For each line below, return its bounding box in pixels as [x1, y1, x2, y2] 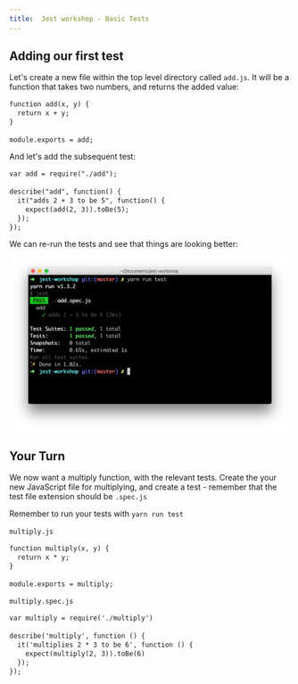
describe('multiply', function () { [9, 631, 145, 641]
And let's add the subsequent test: [9, 152, 137, 162]
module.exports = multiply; [9, 580, 114, 589]
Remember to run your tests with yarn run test [9, 508, 185, 519]
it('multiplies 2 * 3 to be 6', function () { [17, 640, 194, 650]
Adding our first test [9, 49, 124, 64]
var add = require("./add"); [9, 169, 118, 178]
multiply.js [9, 527, 54, 537]
